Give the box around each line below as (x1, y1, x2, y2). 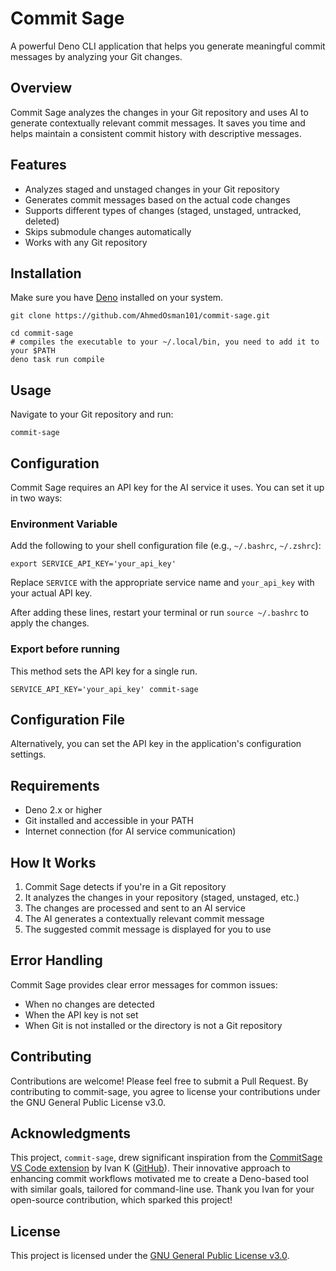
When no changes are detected (24, 998, 155, 1010)
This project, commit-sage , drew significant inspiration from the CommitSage (10, 1152, 323, 1164)
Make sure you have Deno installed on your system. (10, 292, 224, 304)
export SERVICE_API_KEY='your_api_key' (10, 559, 177, 569)
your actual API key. (10, 587, 93, 599)
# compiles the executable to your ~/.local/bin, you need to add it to (10, 337, 320, 347)
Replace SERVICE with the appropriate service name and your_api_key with (10, 577, 315, 589)
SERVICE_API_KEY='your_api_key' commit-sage (10, 684, 199, 694)
